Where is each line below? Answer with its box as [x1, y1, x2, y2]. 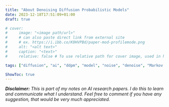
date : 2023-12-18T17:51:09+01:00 [5, 12, 75, 17]
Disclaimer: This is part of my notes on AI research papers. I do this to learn [5, 86, 164, 92]
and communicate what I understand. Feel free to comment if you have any [5, 91, 162, 97]
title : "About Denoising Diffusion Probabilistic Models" [5, 7, 129, 13]
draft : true [5, 17, 30, 22]
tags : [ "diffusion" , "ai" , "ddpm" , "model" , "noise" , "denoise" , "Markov [5, 63, 163, 68]
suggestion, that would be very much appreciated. [5, 96, 110, 102]
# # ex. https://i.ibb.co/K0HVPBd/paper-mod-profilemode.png [5, 40, 145, 45]
